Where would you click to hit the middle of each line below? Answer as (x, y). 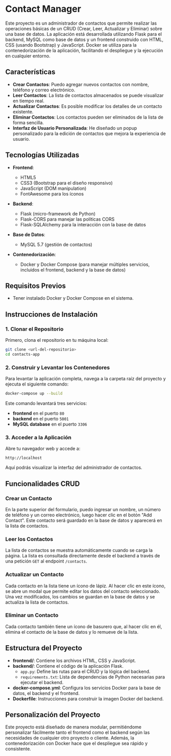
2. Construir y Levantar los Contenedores (58, 367)
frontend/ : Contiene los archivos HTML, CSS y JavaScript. (74, 661)
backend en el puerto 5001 (41, 418)
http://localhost (24, 458)
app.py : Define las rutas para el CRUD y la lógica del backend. (85, 671)
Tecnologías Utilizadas (42, 155)
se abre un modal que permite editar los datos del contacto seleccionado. (83, 591)
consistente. (18, 749)
